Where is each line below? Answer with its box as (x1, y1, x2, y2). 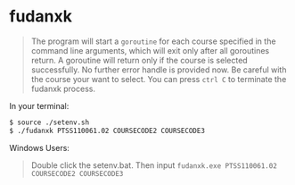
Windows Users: (9, 142, 70, 153)
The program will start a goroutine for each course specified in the (30, 36, 276, 46)
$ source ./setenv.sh (9, 118, 90, 127)
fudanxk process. (30, 83, 96, 94)
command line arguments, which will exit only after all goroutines (30, 45, 270, 55)
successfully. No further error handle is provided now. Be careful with (30, 64, 287, 75)
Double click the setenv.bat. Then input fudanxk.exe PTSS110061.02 (30, 159, 278, 171)
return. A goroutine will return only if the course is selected (30, 55, 248, 65)
